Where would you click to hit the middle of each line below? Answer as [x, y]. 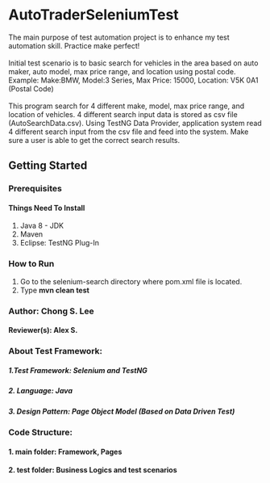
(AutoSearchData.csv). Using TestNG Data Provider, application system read [135, 123]
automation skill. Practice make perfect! [74, 45]
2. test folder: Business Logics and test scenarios [93, 470]
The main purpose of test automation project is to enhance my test [119, 37]
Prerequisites [35, 189]
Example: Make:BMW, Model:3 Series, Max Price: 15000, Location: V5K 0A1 [133, 80]
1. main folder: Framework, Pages [65, 451]
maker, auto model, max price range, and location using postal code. [122, 71]
